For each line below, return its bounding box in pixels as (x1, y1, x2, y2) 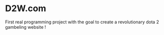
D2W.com (5, 3, 46, 14)
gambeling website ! (5, 24, 46, 30)
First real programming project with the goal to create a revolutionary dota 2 (5, 19, 159, 25)
